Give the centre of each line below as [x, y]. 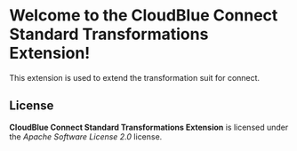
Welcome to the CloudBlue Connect [144, 16]
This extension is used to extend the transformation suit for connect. [135, 77]
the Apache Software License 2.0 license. [86, 136]
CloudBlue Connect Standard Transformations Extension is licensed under [149, 127]
